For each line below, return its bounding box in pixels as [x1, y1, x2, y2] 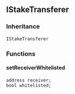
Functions [6, 50, 35, 58]
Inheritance [6, 22, 40, 31]
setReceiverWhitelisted [6, 64, 66, 72]
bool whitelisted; [6, 82, 51, 88]
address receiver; [6, 77, 51, 83]
